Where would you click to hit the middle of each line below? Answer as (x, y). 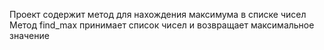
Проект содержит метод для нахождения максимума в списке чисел (158, 14)
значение (29, 35)
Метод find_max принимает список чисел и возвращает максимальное (162, 25)
